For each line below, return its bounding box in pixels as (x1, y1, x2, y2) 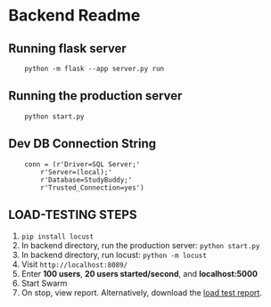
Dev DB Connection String (8, 136, 157, 151)
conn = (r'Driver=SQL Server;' (24, 159, 141, 169)
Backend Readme (8, 5, 141, 26)
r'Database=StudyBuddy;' (40, 175, 133, 184)
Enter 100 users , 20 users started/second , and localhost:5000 (21, 269, 258, 279)
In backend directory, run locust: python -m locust (21, 250, 207, 261)
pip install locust (21, 232, 94, 241)
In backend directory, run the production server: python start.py (21, 240, 260, 251)
